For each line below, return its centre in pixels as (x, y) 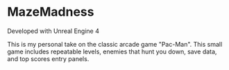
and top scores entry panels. (48, 58)
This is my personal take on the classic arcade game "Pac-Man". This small (115, 44)
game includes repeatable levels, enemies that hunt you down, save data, (112, 51)
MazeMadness (51, 12)
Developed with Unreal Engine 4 (53, 31)
